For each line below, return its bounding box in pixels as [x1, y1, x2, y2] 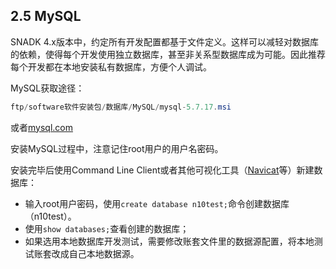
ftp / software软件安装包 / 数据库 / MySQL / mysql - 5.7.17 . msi [10, 102, 232, 112]
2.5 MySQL [10, 8, 82, 25]
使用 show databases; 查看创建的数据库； [24, 222, 190, 234]
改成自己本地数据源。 [51, 247, 140, 259]
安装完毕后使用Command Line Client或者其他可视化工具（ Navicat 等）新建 [10, 164, 315, 176]
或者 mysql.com [10, 121, 73, 133]
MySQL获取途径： [10, 82, 85, 94]
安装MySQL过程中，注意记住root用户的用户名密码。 [10, 142, 224, 154]
